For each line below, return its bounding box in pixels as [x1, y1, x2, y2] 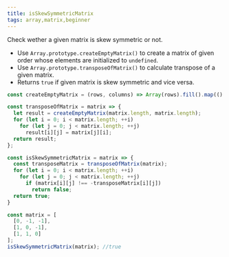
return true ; [13, 192, 51, 199]
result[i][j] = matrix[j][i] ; [25, 128, 112, 136]
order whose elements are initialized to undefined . [17, 56, 159, 64]
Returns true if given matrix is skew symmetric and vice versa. [17, 78, 195, 86]
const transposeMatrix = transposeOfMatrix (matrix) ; [13, 161, 168, 168]
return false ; [32, 186, 72, 193]
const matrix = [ [7, 211, 57, 219]
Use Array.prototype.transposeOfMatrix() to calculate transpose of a [17, 63, 215, 71]
